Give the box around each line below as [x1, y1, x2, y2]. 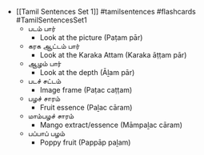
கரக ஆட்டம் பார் [27, 42, 80, 50]
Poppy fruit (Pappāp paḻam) [39, 137, 131, 147]
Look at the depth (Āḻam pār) [39, 68, 135, 77]
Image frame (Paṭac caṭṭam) [39, 85, 133, 94]
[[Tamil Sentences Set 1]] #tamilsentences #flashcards [15, 7, 196, 16]
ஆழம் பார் [27, 59, 62, 68]
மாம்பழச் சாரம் [27, 111, 74, 121]
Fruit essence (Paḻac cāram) [39, 103, 133, 112]
